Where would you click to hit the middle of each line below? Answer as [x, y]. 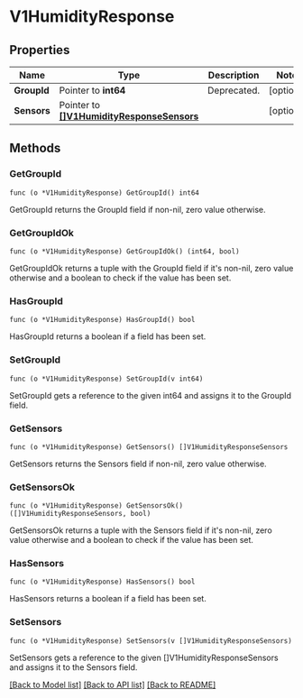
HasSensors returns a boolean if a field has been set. [108, 599]
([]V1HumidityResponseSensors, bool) [80, 514]
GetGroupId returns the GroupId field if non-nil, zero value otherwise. [138, 209]
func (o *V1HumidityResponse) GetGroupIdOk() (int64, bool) [125, 251]
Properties [40, 50]
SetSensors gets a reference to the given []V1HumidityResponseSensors [144, 657]
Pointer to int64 [92, 90]
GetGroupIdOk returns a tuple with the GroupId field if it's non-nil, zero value [151, 268]
